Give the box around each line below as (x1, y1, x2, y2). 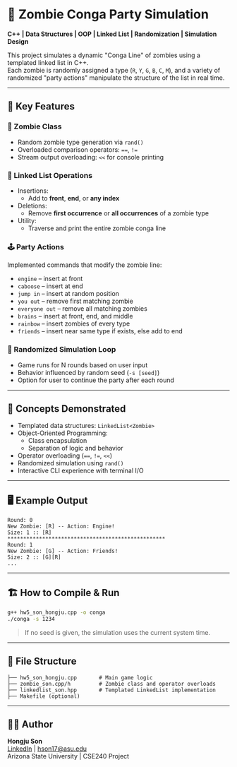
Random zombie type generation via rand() (17, 138, 144, 146)
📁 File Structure (7, 655, 77, 667)
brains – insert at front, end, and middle (17, 312, 133, 321)
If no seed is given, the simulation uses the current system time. (24, 628, 211, 636)
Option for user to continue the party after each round (17, 376, 175, 384)
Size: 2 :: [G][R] (7, 554, 61, 561)
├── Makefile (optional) (7, 692, 80, 700)
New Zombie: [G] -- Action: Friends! (7, 547, 119, 555)
